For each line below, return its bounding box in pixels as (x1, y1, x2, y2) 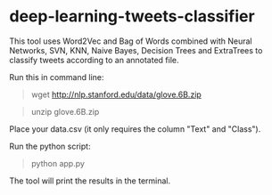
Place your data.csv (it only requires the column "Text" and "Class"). (9, 123, 261, 134)
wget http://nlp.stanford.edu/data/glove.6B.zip (30, 89, 202, 100)
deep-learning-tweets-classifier (9, 6, 256, 27)
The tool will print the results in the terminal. (9, 175, 171, 186)
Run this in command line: (9, 71, 104, 82)
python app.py (30, 158, 85, 168)
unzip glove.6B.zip (30, 106, 100, 117)
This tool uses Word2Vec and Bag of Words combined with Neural (9, 36, 252, 46)
